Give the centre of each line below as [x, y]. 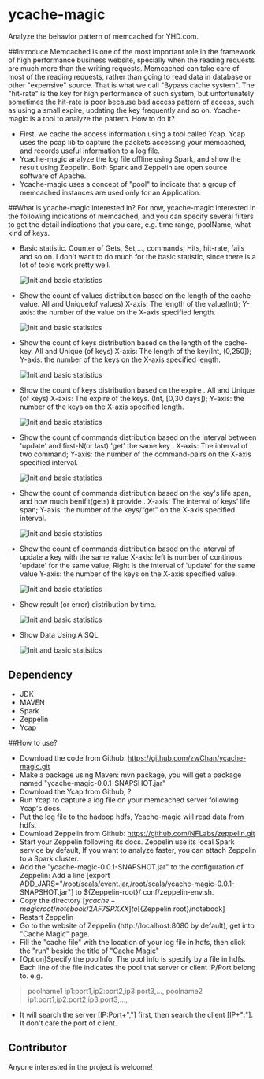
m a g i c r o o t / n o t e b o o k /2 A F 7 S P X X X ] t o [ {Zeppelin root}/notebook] [122, 909]
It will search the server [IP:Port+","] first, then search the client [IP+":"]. [136, 1014]
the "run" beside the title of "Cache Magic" [89, 951]
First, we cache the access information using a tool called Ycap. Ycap [132, 134]
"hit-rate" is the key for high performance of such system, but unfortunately [131, 93]
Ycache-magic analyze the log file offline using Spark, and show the [130, 158]
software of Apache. [53, 176]
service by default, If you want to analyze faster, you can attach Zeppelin [138, 850]
